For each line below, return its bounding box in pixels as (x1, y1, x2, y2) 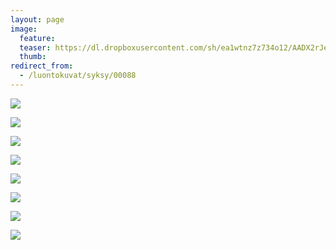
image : (10, 24, 38, 34)
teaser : (19, 42, 52, 53)
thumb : (19, 52, 47, 62)
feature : (19, 33, 56, 43)
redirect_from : (10, 61, 74, 71)
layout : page (10, 14, 65, 25)
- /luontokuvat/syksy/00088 (19, 71, 137, 81)
